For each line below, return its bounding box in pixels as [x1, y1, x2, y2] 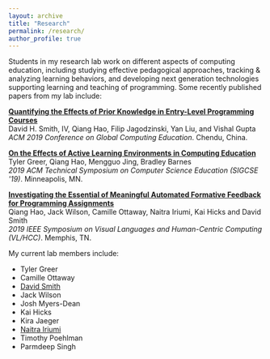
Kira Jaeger [19, 316, 59, 326]
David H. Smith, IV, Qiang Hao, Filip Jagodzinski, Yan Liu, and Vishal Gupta [8, 124, 256, 134]
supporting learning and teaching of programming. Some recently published [8, 83, 262, 92]
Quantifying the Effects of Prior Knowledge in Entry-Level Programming [8, 107, 255, 117]
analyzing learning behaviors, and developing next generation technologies [8, 74, 259, 83]
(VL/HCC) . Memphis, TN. [8, 233, 91, 243]
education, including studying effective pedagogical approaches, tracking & [8, 66, 261, 75]
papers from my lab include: [8, 91, 103, 101]
